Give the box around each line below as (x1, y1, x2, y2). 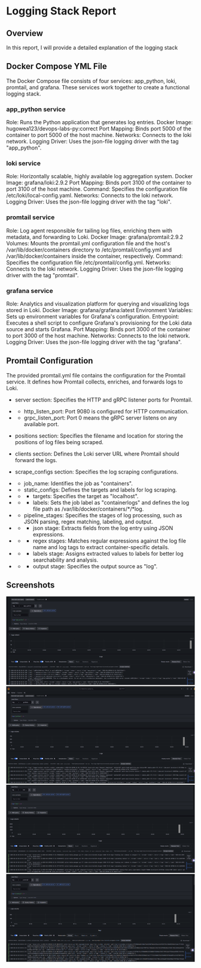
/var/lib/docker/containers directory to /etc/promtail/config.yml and (6, 246, 172, 253)
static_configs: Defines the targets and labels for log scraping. (23, 486, 178, 493)
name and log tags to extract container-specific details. (32, 543, 169, 550)
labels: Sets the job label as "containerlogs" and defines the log (32, 499, 190, 506)
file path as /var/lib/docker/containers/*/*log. (32, 505, 144, 513)
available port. (23, 420, 59, 427)
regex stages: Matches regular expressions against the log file (32, 537, 187, 544)
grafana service (6, 286, 53, 295)
